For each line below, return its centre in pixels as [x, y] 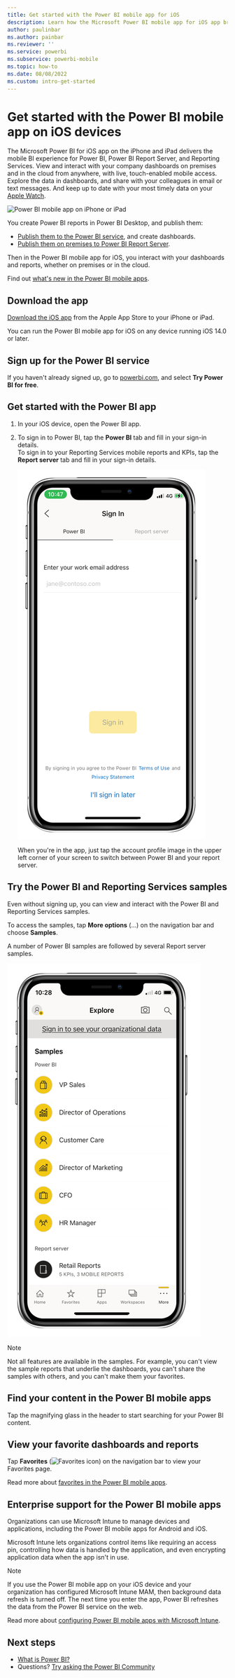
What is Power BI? [43, 1659]
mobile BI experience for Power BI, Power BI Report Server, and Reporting [114, 158]
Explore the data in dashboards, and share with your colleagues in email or [115, 181]
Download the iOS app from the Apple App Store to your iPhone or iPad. [111, 318]
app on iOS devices [64, 131]
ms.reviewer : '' [31, 45]
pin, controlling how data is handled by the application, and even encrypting [116, 1550]
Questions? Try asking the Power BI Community [86, 1666]
